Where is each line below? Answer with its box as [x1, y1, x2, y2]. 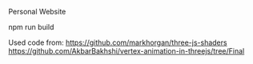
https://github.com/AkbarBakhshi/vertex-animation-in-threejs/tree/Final [8, 46, 245, 55]
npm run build [8, 22, 54, 31]
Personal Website [8, 7, 66, 16]
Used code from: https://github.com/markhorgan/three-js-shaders [8, 38, 227, 47]
